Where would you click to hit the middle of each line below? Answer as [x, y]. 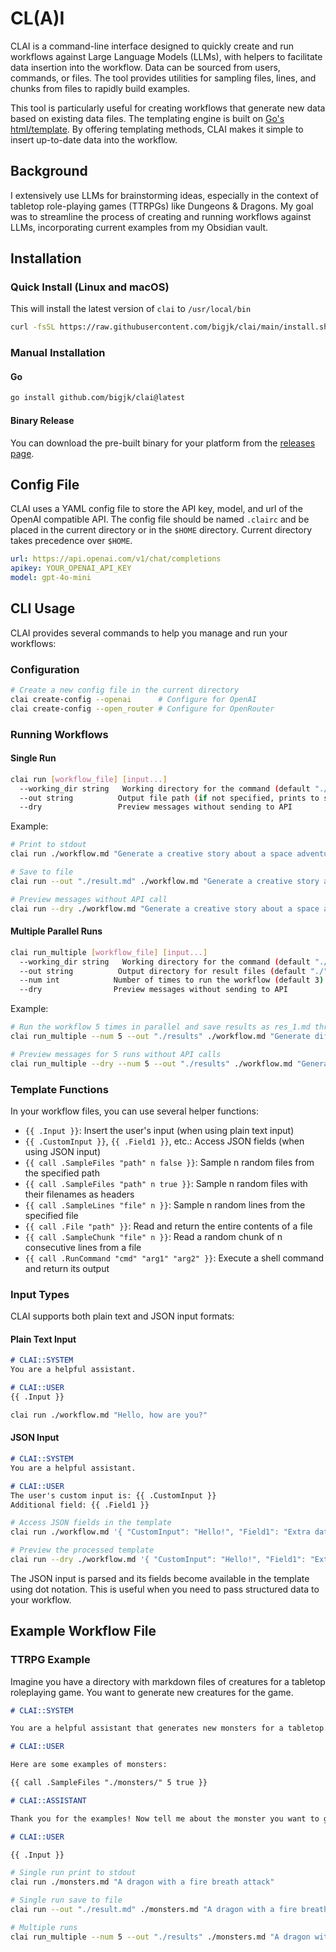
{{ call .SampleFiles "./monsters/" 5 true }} [109, 1783]
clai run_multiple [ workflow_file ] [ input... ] [109, 952]
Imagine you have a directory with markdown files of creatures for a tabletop [168, 1681]
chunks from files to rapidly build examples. [100, 88]
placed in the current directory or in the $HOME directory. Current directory [161, 530]
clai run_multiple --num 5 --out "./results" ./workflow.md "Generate [160, 1037]
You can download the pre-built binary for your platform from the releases [163, 443]
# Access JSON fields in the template [91, 1523]
